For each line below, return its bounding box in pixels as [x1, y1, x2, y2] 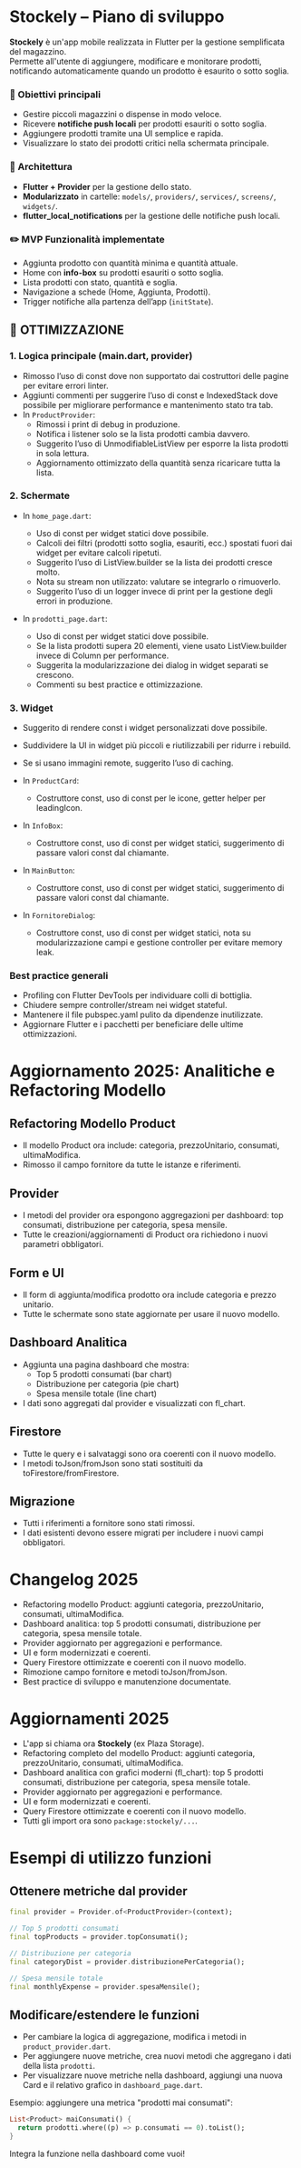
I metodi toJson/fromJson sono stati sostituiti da [22, 1457, 204, 1469]
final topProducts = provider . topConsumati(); [9, 1933, 189, 1942]
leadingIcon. [35, 803, 83, 814]
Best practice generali [9, 970, 109, 983]
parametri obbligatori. [22, 1239, 104, 1250]
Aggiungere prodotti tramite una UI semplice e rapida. [22, 128, 224, 139]
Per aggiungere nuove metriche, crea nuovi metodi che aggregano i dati [22, 2051, 292, 2062]
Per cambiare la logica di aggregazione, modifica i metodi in [22, 2032, 247, 2043]
